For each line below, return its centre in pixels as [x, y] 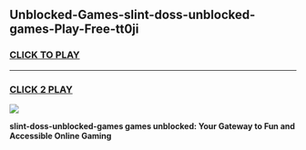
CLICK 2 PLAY [41, 89]
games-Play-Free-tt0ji [74, 30]
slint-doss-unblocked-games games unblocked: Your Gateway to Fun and [153, 125]
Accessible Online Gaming [61, 135]
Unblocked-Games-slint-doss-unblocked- [133, 15]
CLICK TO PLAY [45, 55]
